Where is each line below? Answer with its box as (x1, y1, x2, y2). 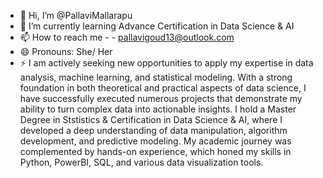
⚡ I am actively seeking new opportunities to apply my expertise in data (19, 57, 314, 69)
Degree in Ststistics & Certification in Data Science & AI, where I (19, 114, 283, 125)
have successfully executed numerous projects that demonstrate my (19, 93, 303, 104)
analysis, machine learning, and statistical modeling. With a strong (19, 71, 293, 83)
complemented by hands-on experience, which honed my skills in (19, 146, 292, 157)
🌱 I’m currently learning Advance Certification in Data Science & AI (19, 20, 295, 32)
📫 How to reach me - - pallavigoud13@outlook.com (19, 31, 235, 43)
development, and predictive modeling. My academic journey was (19, 135, 292, 147)
